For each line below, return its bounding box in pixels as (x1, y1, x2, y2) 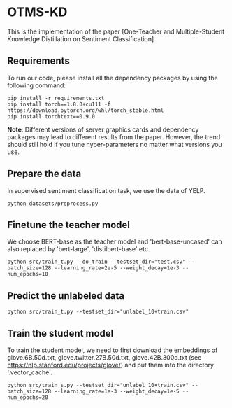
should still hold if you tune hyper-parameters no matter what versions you (7, 140, 222, 148)
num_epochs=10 (7, 271, 49, 278)
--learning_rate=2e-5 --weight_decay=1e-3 (54, 265, 180, 272)
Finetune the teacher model (7, 218, 131, 231)
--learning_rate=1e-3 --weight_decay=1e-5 (54, 388, 180, 395)
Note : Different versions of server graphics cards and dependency (7, 125, 199, 134)
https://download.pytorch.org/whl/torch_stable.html (7, 106, 164, 114)
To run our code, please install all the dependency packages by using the (7, 73, 218, 82)
